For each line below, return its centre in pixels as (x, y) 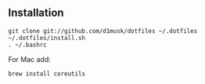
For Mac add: (29, 59)
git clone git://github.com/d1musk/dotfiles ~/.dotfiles (103, 31)
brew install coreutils (47, 74)
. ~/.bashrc (27, 45)
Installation (36, 13)
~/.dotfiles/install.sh (47, 38)
